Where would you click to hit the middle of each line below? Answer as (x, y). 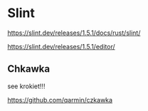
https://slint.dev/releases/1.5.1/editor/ (61, 46)
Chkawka (29, 69)
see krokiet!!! (26, 86)
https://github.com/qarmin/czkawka (60, 100)
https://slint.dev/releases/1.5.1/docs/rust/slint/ (74, 33)
